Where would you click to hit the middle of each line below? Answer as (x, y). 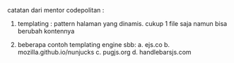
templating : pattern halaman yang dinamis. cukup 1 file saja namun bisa (122, 23)
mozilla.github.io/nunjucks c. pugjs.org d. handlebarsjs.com (105, 52)
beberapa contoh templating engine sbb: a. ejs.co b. (94, 44)
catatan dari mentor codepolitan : (56, 10)
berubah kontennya (46, 31)
